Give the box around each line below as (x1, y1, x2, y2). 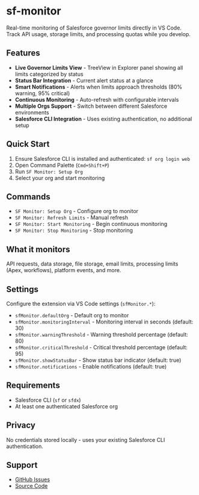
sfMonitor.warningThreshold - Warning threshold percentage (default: (14, 331, 188, 338)
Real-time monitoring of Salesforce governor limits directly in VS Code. (6, 24, 182, 31)
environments (14, 108, 49, 116)
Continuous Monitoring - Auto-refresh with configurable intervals (14, 96, 179, 103)
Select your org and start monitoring (14, 174, 105, 181)
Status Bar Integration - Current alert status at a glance (14, 76, 153, 84)
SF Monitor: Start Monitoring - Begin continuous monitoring (14, 220, 168, 228)
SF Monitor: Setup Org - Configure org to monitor (14, 208, 139, 215)
